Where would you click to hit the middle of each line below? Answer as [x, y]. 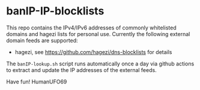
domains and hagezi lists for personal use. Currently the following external [98, 34]
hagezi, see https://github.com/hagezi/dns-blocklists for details [93, 52]
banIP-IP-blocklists [55, 11]
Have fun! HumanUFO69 [37, 82]
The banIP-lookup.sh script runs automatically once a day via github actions [100, 64]
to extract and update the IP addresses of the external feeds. [82, 70]
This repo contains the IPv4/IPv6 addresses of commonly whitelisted [92, 28]
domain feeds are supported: [42, 40]
